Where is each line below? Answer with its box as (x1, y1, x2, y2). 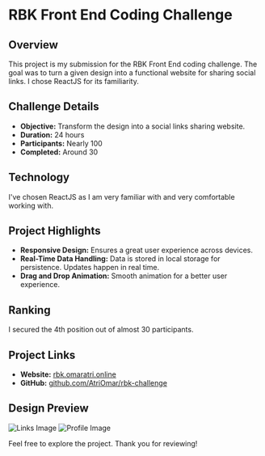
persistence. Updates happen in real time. (19, 263, 160, 272)
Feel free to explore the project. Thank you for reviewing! (8, 438, 198, 448)
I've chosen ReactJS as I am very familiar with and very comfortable (8, 192, 236, 201)
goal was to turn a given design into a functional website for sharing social (8, 68, 256, 78)
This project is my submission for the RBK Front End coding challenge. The (8, 59, 258, 69)
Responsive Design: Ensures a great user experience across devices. (19, 245, 253, 255)
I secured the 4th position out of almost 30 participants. (8, 325, 194, 335)
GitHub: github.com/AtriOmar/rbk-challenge (19, 378, 168, 388)
